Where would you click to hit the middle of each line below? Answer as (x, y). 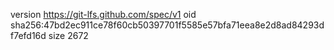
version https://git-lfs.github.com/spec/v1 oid (103, 14)
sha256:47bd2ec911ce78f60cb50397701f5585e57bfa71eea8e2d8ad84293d (167, 25)
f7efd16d (28, 35)
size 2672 (68, 35)
